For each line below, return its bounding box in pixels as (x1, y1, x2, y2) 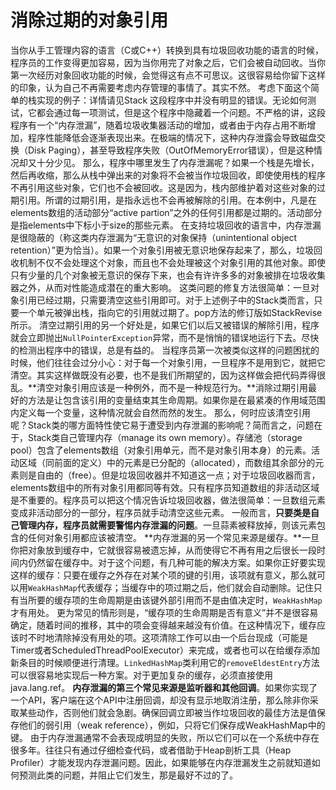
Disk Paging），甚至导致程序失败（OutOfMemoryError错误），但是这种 (27, 144, 315, 156)
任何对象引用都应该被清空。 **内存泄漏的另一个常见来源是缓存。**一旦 (27, 531, 320, 543)
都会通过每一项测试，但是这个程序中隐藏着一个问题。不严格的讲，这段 (36, 106, 326, 118)
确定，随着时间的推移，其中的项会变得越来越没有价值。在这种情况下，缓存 (10, 619, 317, 631)
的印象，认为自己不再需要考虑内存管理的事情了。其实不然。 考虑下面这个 (10, 81, 311, 93)
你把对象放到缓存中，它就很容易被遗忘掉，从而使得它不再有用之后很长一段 (10, 544, 317, 556)
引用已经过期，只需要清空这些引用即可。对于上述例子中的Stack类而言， (18, 294, 315, 306)
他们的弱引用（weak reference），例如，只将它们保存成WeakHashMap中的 (18, 719, 326, 731)
